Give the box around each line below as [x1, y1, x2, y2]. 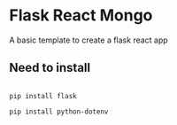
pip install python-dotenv [9, 107, 109, 116]
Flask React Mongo [9, 5, 153, 26]
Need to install [9, 60, 91, 75]
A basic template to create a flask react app [9, 35, 168, 45]
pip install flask [9, 91, 77, 100]
